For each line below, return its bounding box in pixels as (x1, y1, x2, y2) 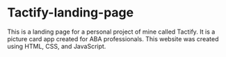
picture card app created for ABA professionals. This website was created (7, 34, 219, 43)
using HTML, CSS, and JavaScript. (7, 42, 106, 50)
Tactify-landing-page (7, 5, 134, 21)
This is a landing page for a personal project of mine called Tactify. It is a (7, 27, 216, 36)
